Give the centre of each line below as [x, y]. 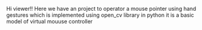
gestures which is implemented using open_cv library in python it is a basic [100, 15]
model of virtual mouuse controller [50, 21]
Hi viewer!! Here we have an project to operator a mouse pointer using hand [101, 9]
